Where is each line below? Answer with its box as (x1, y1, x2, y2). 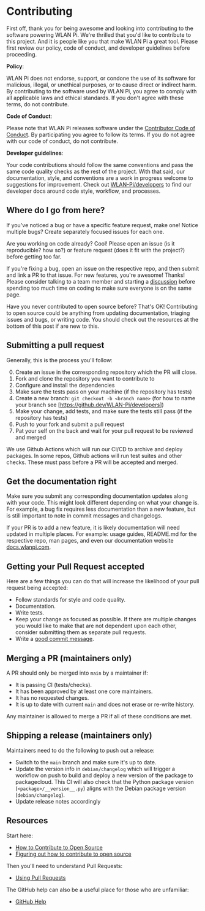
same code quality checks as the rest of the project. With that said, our (6, 168, 185, 175)
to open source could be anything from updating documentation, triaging (6, 309, 190, 317)
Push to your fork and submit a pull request (15, 421, 124, 428)
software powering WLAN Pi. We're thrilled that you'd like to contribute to (6, 31, 192, 38)
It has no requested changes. (15, 694, 89, 701)
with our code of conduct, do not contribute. (6, 137, 118, 145)
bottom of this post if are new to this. (6, 322, 100, 330)
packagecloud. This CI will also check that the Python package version (15, 778, 194, 785)
